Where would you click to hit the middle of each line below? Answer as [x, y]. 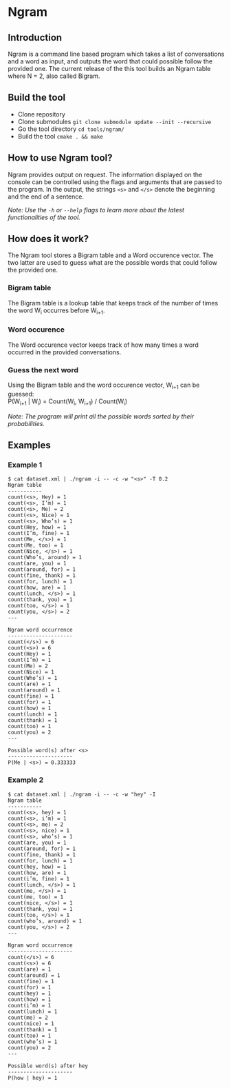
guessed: [21, 394]
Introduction [35, 38]
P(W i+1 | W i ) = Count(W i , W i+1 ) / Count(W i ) [68, 402]
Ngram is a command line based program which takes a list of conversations [116, 54]
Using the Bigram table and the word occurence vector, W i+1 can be [104, 385]
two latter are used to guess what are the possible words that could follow [112, 263]
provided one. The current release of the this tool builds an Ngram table [109, 69]
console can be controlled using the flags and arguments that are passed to [115, 182]
